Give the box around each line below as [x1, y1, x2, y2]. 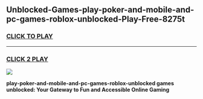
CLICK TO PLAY [6, 32, 53, 41]
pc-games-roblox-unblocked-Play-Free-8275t [6, 14, 185, 25]
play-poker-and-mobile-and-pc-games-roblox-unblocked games [6, 79, 174, 86]
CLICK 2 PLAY [6, 55, 48, 63]
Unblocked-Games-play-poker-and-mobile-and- [6, 5, 195, 15]
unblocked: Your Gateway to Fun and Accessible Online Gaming [6, 86, 170, 93]
